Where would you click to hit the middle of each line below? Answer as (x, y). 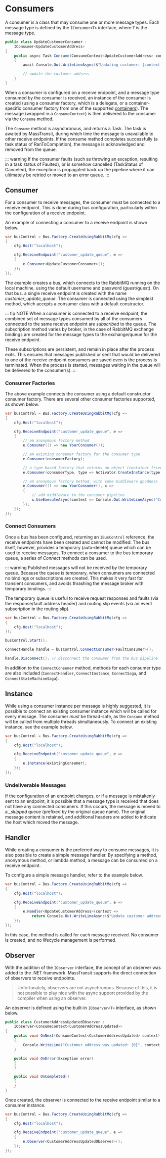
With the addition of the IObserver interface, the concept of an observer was (83, 967)
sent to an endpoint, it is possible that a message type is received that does (82, 801)
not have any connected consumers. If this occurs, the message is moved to (83, 807)
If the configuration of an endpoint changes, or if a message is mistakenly (80, 796)
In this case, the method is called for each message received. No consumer (82, 935)
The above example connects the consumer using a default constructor (78, 393)
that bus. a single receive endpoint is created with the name (66, 293)
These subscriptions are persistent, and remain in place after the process (80, 349)
